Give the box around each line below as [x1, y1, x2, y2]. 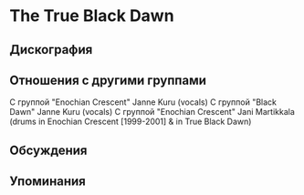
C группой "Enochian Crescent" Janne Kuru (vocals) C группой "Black [9, 97, 277, 108]
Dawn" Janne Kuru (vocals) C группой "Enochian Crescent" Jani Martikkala [9, 107, 295, 118]
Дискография [9, 42, 93, 57]
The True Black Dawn [9, 5, 175, 26]
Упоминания [9, 174, 87, 190]
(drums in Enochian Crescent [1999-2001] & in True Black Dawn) [9, 116, 252, 128]
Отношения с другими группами [9, 72, 207, 87]
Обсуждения [9, 142, 88, 158]
